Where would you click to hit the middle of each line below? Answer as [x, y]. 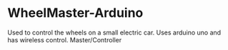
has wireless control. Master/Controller [65, 39]
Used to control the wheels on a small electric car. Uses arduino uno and [114, 32]
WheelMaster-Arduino [75, 13]
